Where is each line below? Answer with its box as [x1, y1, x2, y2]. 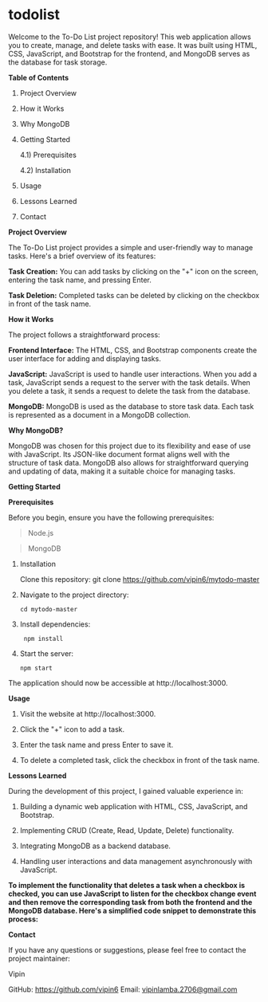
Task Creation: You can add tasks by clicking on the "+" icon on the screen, [8, 266, 259, 276]
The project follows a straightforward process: [8, 329, 161, 340]
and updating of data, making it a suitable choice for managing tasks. [8, 466, 236, 476]
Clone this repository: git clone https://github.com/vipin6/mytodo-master [19, 574, 260, 584]
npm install [23, 635, 64, 642]
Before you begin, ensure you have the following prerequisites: [8, 513, 215, 522]
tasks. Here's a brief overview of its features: [8, 251, 156, 261]
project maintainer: [8, 953, 70, 963]
